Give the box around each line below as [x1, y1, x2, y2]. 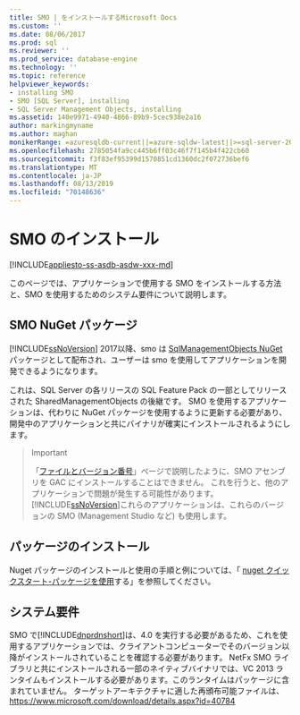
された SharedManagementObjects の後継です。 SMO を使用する [9, 396, 248, 406]
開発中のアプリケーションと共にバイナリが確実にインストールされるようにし [9, 418, 291, 429]
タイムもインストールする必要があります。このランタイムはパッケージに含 [16, 675, 290, 685]
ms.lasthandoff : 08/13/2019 [9, 180, 114, 189]
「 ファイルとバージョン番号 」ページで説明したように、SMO [30, 465, 253, 476]
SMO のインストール [9, 229, 160, 250]
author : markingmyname [9, 122, 94, 131]
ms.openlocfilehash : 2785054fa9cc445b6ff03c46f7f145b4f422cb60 [9, 146, 250, 155]
